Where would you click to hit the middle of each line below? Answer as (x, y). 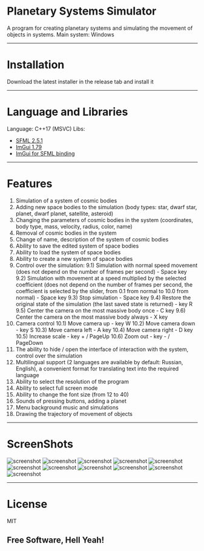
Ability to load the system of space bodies (68, 252)
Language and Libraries (67, 112)
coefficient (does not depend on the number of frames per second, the (104, 285)
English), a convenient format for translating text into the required (97, 369)
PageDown (29, 342)
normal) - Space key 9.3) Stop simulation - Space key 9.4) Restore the (103, 297)
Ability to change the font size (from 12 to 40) (72, 394)
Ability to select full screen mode (57, 388)
